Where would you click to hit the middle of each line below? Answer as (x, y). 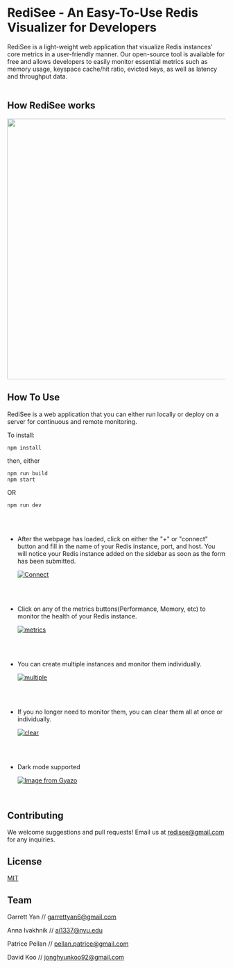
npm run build (28, 473)
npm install (24, 448)
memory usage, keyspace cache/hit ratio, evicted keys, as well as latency (112, 69)
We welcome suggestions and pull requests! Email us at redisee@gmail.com (116, 832)
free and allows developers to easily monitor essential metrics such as (107, 61)
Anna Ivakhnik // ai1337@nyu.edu (55, 930)
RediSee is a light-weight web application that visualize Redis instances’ (110, 47)
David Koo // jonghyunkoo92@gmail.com (66, 957)
